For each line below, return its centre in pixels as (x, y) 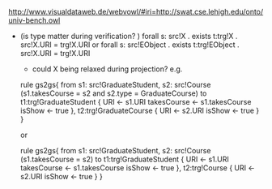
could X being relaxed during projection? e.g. (107, 69)
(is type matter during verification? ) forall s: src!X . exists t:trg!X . (129, 36)
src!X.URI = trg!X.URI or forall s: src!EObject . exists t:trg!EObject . (130, 45)
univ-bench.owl (34, 20)
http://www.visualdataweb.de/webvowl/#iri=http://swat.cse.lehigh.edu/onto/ (136, 12)
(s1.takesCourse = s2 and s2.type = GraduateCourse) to (113, 93)
